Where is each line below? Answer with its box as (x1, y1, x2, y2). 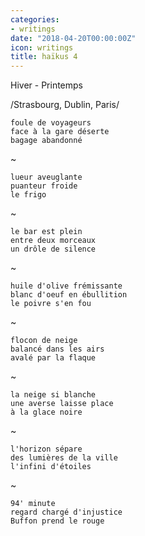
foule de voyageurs (10, 118, 92, 128)
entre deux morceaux (10, 236, 97, 246)
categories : (10, 14, 60, 25)
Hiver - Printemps (10, 79, 83, 91)
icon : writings (10, 42, 74, 53)
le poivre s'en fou (10, 299, 92, 309)
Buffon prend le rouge (10, 516, 105, 526)
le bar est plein (10, 227, 83, 237)
